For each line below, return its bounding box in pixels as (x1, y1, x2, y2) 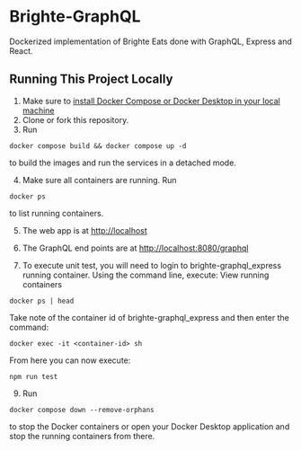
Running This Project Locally (9, 72, 173, 87)
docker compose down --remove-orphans (9, 405, 155, 414)
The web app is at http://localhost (22, 225, 148, 235)
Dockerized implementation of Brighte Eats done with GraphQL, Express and (9, 36, 292, 47)
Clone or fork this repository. (22, 114, 129, 125)
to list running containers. (9, 207, 104, 218)
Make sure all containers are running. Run (22, 174, 177, 185)
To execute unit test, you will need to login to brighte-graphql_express (22, 260, 281, 270)
